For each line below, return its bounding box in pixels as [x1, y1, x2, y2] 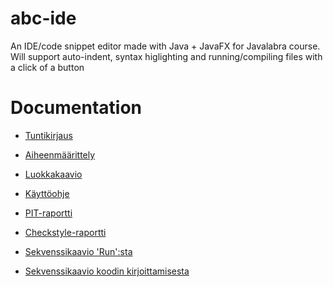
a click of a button [10, 61, 85, 73]
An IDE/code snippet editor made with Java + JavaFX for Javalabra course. [10, 40, 321, 52]
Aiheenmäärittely [24, 148, 96, 161]
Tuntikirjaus [24, 129, 73, 141]
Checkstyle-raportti [24, 226, 107, 238]
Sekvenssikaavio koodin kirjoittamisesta [24, 265, 190, 277]
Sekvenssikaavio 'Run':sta [24, 245, 133, 257]
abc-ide [10, 7, 77, 30]
